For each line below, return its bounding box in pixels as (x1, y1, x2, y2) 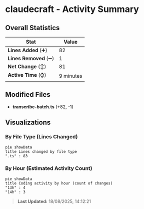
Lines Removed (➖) (7, 55, 54, 62)
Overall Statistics (5, 24, 60, 32)
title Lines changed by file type (5, 149, 77, 154)
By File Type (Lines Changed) (5, 133, 78, 140)
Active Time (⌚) (7, 72, 46, 78)
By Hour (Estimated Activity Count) (5, 165, 92, 172)
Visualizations (5, 118, 51, 127)
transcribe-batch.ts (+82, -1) (12, 104, 73, 110)
